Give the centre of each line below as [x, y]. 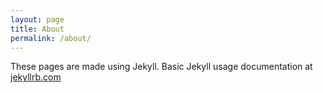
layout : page [37, 19]
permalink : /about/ [51, 38]
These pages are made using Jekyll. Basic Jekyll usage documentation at [161, 67]
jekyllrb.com [36, 77]
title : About [37, 29]
